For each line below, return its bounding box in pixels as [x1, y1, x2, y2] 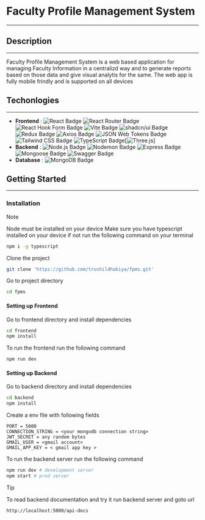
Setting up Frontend [6, 302, 58, 309]
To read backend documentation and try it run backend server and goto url [6, 496, 195, 503]
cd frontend [6, 328, 37, 334]
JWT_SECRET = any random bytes [6, 434, 86, 441]
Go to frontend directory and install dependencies [6, 316, 132, 323]
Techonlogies [6, 95, 60, 106]
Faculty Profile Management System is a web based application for [6, 58, 175, 65]
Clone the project [6, 254, 50, 262]
